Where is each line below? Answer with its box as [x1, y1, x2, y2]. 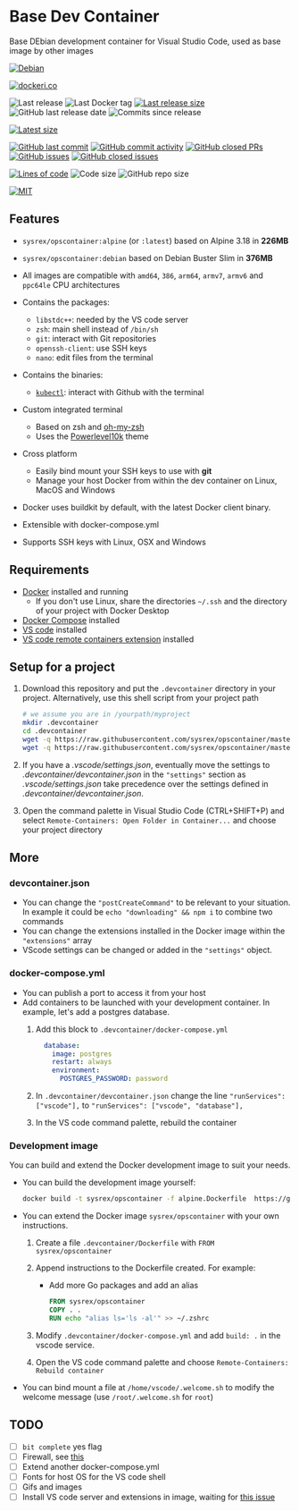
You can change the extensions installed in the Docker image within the [21, 925, 286, 936]
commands [21, 916, 64, 927]
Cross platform [21, 448, 78, 459]
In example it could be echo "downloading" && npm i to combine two [21, 907, 273, 917]
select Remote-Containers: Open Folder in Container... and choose [21, 815, 277, 825]
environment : [52, 1066, 101, 1075]
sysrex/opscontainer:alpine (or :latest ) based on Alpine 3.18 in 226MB [21, 235, 289, 246]
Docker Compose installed [21, 614, 120, 625]
